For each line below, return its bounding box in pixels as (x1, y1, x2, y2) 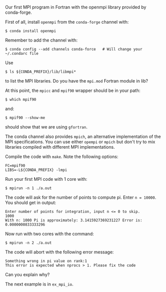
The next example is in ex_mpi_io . (5, 281, 74, 287)
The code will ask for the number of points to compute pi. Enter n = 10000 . (5, 195, 157, 200)
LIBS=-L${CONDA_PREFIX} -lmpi (5, 167, 68, 172)
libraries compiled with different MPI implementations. (5, 144, 115, 150)
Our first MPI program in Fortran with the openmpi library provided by (5, 4, 147, 10)
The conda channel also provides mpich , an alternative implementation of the (5, 133, 161, 139)
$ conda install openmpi (5, 29, 56, 34)
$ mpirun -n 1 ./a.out (5, 186, 52, 191)
